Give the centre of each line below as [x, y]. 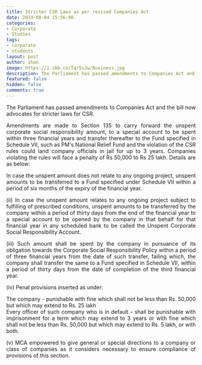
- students [20, 51]
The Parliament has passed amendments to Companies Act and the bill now [101, 107]
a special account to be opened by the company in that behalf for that [101, 219]
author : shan [23, 62]
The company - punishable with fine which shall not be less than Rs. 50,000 [101, 299]
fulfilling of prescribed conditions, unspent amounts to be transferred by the [101, 206]
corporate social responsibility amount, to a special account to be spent [101, 132]
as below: [18, 164]
